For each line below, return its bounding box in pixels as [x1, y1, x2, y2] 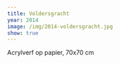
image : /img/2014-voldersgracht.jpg [7, 23, 113, 30]
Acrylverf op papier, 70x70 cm [7, 48, 94, 57]
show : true [7, 29, 39, 37]
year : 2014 [7, 17, 39, 24]
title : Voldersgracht [7, 10, 70, 17]
